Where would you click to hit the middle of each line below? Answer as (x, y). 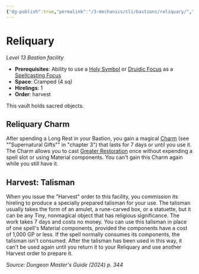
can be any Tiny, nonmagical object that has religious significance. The (93, 216)
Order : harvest (33, 94)
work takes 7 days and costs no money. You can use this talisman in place (97, 222)
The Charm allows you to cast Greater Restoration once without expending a (99, 151)
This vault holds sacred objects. (45, 106)
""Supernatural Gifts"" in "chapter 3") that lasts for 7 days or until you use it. (99, 145)
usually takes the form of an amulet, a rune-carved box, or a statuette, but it (99, 209)
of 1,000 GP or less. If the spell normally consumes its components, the (93, 234)
